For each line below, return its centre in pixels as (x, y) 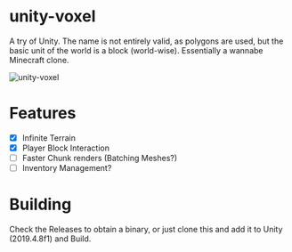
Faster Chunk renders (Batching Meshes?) (100, 158)
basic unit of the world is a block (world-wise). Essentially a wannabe (136, 50)
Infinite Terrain (49, 138)
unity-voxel (53, 16)
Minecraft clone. (39, 60)
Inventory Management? (67, 168)
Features (43, 114)
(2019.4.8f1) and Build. (50, 239)
